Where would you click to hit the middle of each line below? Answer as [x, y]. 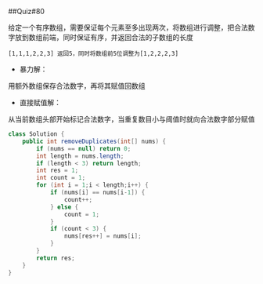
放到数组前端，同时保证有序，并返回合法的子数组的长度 [104, 37]
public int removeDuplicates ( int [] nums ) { [94, 141]
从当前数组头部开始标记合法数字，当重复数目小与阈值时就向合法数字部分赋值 [131, 119]
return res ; [56, 258]
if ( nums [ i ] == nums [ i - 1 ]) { [97, 192]
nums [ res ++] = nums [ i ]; [103, 236]
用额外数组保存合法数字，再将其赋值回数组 [77, 86]
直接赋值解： [40, 102]
